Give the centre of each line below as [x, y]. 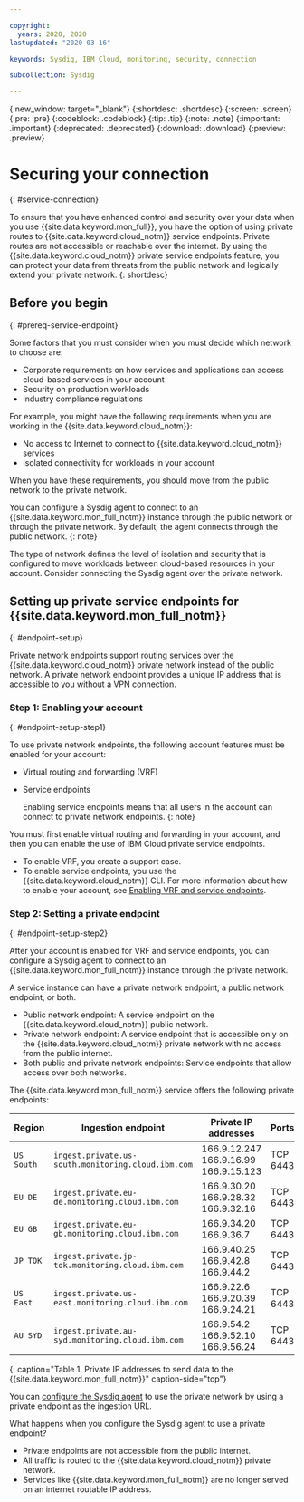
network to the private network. [68, 489]
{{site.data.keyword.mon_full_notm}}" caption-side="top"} [118, 1379]
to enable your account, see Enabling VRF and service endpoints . [144, 890]
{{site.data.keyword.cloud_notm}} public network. [115, 1025]
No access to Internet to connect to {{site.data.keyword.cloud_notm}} [152, 443]
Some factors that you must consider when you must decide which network [151, 342]
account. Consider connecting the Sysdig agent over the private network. [146, 573]
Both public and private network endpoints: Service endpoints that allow [157, 1063]
